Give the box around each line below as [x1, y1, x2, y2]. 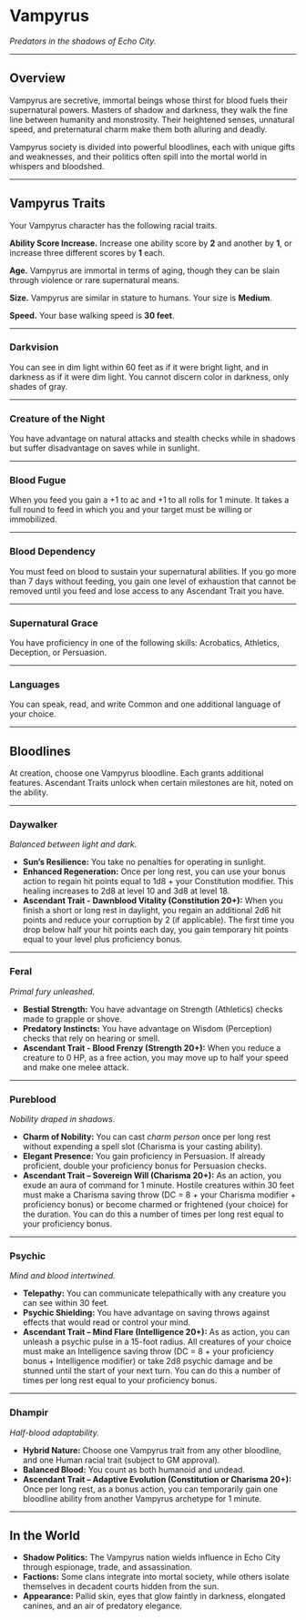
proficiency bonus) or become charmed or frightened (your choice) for [22, 1199, 289, 1210]
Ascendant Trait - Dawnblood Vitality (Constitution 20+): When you [22, 895, 284, 906]
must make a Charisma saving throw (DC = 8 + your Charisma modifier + [22, 1189, 297, 1200]
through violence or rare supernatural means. [9, 274, 180, 285]
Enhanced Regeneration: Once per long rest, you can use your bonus [22, 866, 286, 877]
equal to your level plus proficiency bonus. [22, 934, 183, 945]
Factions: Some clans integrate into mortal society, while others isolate [22, 1572, 290, 1583]
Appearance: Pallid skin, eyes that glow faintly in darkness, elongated [22, 1591, 286, 1602]
